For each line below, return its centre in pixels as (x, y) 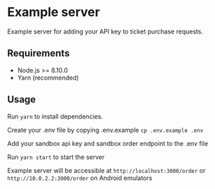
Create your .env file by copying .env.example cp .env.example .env (105, 130)
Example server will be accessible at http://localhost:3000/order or (106, 170)
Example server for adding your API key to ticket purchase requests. (105, 31)
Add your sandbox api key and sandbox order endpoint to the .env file (107, 143)
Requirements (38, 53)
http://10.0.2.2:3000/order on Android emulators (80, 178)
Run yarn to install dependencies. (55, 116)
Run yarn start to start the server (56, 157)
